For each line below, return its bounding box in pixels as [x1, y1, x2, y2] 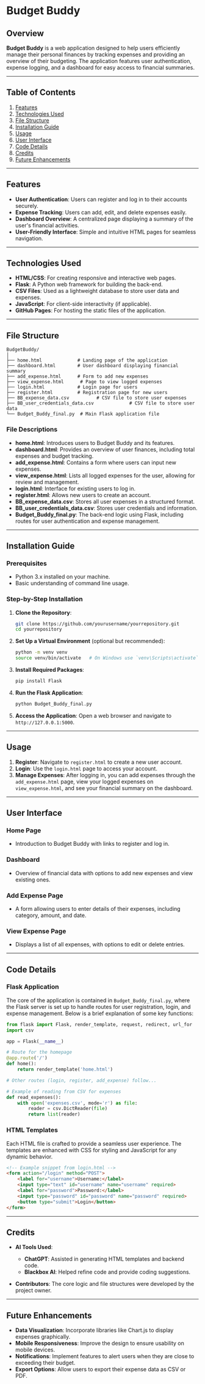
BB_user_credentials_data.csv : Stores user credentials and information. [15, 504, 198, 512]
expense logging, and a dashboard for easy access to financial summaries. [6, 64, 195, 71]
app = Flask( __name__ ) [6, 1038, 64, 1044]
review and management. [15, 478, 79, 485]
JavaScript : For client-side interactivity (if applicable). [15, 300, 151, 308]
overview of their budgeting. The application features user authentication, [6, 58, 192, 64]
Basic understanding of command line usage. [15, 580, 129, 587]
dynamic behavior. [6, 1153, 53, 1160]
